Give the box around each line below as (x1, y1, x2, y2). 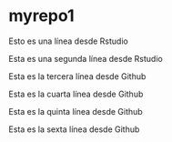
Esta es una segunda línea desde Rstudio (8, 53, 163, 64)
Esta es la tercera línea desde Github (8, 70, 147, 82)
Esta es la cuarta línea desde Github (8, 88, 144, 99)
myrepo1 (8, 5, 75, 26)
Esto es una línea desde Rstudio (8, 35, 128, 46)
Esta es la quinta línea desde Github (8, 106, 143, 117)
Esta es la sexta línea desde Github (8, 124, 140, 135)
